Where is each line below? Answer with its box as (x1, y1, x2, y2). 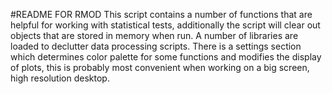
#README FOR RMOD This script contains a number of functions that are (10, 9, 313, 20)
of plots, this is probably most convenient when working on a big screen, (10, 62, 310, 73)
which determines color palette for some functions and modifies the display (10, 51, 322, 63)
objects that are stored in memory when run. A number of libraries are (10, 30, 299, 41)
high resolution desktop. (10, 72, 110, 84)
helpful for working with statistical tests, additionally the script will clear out (10, 19, 321, 31)
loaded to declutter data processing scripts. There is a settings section (10, 40, 302, 52)
